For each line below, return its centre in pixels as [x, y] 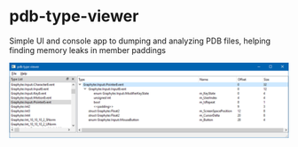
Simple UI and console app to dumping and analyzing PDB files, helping [140, 41]
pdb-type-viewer [74, 16]
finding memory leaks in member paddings [88, 50]
